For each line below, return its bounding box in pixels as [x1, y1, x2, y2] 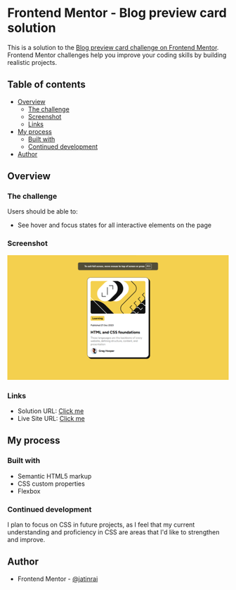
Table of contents [7, 79, 86, 91]
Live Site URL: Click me [17, 414, 86, 423]
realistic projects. [7, 58, 58, 66]
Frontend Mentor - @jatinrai [17, 574, 98, 583]
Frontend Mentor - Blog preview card [7, 5, 227, 21]
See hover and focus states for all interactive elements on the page [17, 221, 212, 230]
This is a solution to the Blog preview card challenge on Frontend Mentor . [7, 43, 219, 51]
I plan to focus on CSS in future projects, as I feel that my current [7, 520, 195, 529]
